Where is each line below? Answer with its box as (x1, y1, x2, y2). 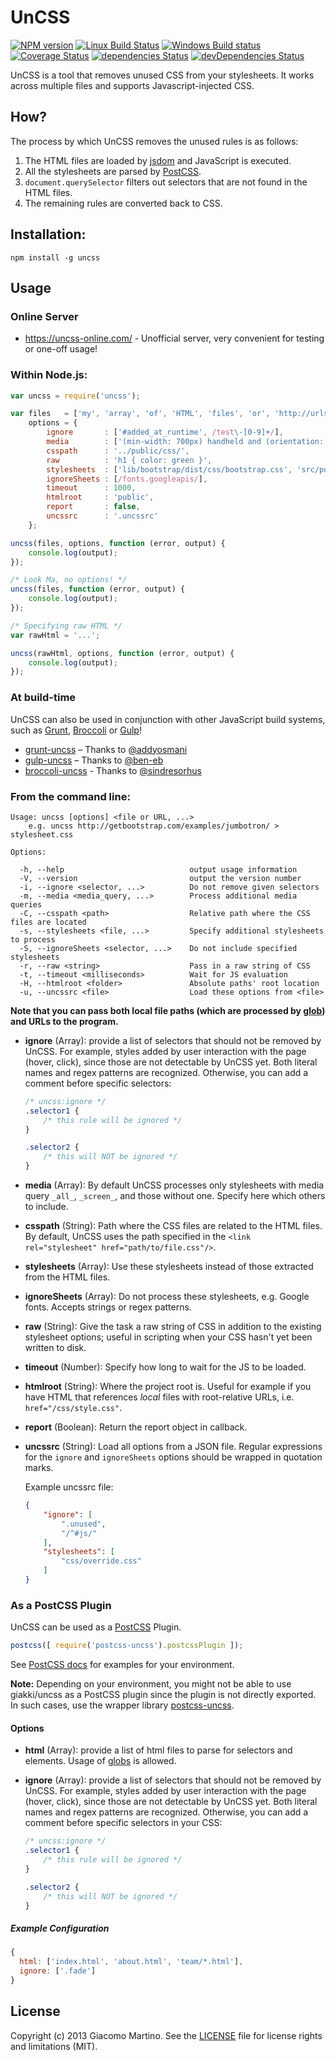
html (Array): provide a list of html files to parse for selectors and (24, 1744, 293, 1756)
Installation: (10, 226, 87, 243)
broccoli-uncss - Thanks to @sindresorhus (24, 764, 202, 776)
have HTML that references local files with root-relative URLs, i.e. (24, 1391, 295, 1403)
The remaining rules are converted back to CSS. (24, 197, 223, 209)
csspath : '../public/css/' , (46, 446, 190, 456)
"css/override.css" (61, 1556, 142, 1566)
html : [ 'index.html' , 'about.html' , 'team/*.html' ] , (19, 1957, 244, 1967)
